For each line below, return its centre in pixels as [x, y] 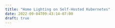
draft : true [17, 18]
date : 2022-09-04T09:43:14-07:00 [39, 14]
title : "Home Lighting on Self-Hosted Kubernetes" [58, 9]
